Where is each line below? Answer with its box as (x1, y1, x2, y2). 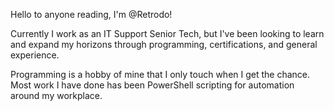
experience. (10, 49, 60, 61)
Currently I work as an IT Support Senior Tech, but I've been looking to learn (10, 28, 325, 39)
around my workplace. (10, 90, 103, 101)
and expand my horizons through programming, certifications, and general (10, 39, 318, 50)
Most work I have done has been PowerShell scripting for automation (10, 79, 295, 91)
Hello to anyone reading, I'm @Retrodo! (10, 9, 173, 20)
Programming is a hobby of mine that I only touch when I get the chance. (10, 69, 311, 80)
